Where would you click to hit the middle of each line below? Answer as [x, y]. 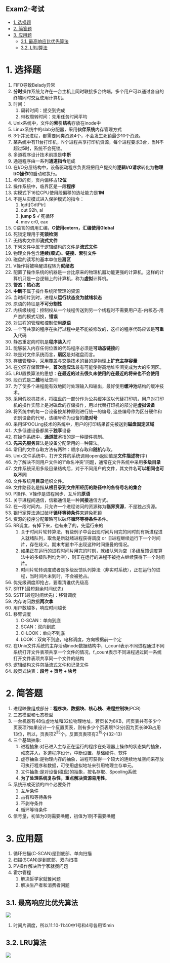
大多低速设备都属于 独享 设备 [42, 430]
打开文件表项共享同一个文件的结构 [49, 658]
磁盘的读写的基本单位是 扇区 [42, 259]
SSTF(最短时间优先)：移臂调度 [45, 595]
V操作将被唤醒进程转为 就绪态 [44, 265]
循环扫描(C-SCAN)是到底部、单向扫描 [52, 854]
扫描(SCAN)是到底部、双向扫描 [45, 860]
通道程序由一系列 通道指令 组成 [44, 161]
